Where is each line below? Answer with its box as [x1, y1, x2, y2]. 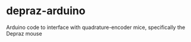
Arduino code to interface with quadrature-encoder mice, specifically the [6, 24, 186, 31]
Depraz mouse [6, 30, 43, 37]
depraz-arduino [6, 4, 86, 18]
